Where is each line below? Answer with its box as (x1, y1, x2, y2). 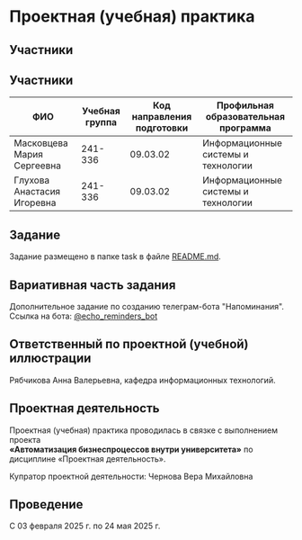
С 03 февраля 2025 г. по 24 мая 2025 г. (9, 520, 161, 532)
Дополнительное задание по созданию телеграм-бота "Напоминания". (9, 301, 285, 312)
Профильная (216, 99, 274, 112)
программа (218, 121, 271, 134)
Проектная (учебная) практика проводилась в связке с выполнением (9, 425, 279, 436)
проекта (9, 434, 41, 445)
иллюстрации (9, 351, 92, 366)
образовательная (205, 111, 286, 123)
